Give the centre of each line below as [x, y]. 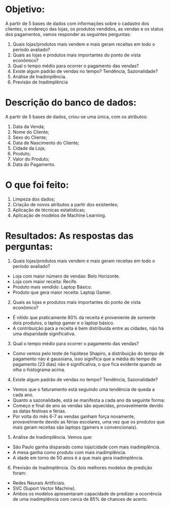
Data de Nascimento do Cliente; [46, 143]
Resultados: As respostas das [70, 236]
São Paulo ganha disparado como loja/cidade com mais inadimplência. [87, 447]
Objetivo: [25, 9]
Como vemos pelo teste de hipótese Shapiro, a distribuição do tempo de [88, 353]
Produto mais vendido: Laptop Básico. [52, 287]
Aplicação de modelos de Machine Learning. [59, 215]
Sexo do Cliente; [30, 137]
